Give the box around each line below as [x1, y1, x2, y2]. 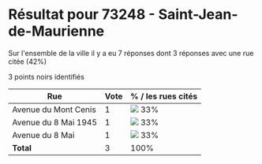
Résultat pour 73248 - [8, 6, 155, 24]
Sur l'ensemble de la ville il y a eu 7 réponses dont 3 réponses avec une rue [8, 48, 254, 58]
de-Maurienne [8, 22, 105, 40]
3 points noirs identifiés [8, 72, 85, 81]
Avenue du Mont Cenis [12, 104, 96, 115]
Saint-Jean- [158, 6, 238, 24]
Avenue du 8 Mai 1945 [12, 117, 97, 128]
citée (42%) [8, 57, 47, 66]
